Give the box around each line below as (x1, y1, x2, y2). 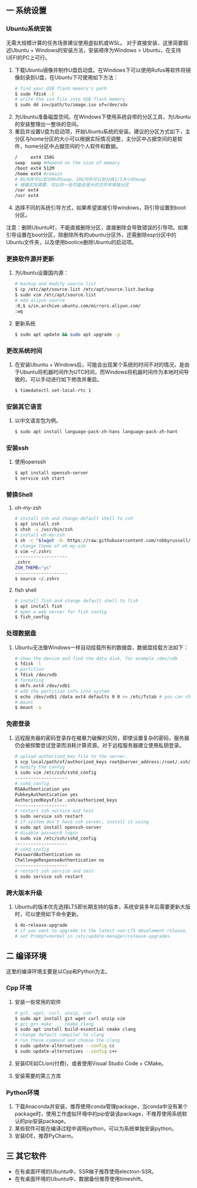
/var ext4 (14, 187, 39, 193)
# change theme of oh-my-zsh (14, 543, 86, 549)
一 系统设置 (6, 5, 47, 16)
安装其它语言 (6, 402, 43, 411)
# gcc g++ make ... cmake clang (14, 1021, 94, 1027)
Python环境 (6, 1088, 39, 1096)
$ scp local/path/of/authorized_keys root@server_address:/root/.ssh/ (14, 758, 191, 765)
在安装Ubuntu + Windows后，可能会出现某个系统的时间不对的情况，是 (14, 361, 185, 368)
